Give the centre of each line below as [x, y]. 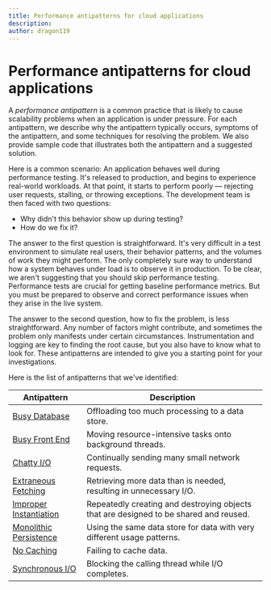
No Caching [35, 550]
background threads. [126, 445]
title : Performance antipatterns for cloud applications [106, 16]
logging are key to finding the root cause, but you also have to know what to [135, 345]
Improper [30, 504]
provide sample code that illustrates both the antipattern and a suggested [130, 145]
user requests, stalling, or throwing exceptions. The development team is [129, 195]
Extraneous [34, 481]
